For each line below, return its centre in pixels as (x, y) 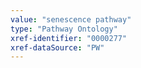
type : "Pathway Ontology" (64, 29)
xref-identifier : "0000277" (69, 38)
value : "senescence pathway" (71, 19)
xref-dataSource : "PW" (57, 47)
